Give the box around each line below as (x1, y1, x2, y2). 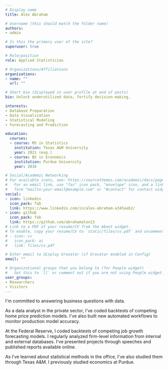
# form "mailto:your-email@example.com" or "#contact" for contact (5, 187, 153, 192)
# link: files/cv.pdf (5, 243, 55, 248)
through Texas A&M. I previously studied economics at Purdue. (5, 359, 135, 365)
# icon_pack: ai (5, 238, 43, 243)
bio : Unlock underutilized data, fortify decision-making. (5, 95, 131, 100)
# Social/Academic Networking (5, 173, 68, 178)
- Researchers (5, 279, 35, 285)
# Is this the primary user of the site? (5, 40, 93, 45)
